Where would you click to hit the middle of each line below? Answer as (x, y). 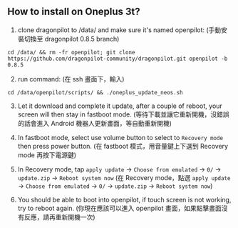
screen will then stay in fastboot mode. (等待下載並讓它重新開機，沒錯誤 (123, 114)
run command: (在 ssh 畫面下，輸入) (71, 79)
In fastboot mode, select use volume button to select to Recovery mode (120, 137)
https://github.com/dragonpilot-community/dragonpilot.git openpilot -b (118, 59)
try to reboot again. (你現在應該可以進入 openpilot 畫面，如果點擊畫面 (120, 208)
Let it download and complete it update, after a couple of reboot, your (120, 106)
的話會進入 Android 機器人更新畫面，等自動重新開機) (95, 123)
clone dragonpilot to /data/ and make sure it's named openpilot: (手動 (119, 30)
